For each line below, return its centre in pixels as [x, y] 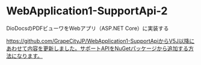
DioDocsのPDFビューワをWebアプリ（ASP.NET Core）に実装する [88, 28]
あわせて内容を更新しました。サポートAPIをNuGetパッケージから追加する [97, 48]
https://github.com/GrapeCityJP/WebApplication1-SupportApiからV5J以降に [100, 41]
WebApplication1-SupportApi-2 [87, 11]
